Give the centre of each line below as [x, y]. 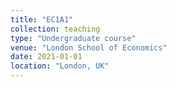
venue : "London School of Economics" [89, 47]
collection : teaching [55, 29]
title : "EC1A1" [42, 19]
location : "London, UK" [60, 66]
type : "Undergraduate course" [73, 38]
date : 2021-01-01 [46, 57]
